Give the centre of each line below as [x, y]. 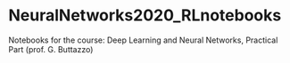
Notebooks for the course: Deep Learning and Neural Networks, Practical [143, 40]
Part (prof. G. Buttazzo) [51, 49]
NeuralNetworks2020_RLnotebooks [145, 16]
